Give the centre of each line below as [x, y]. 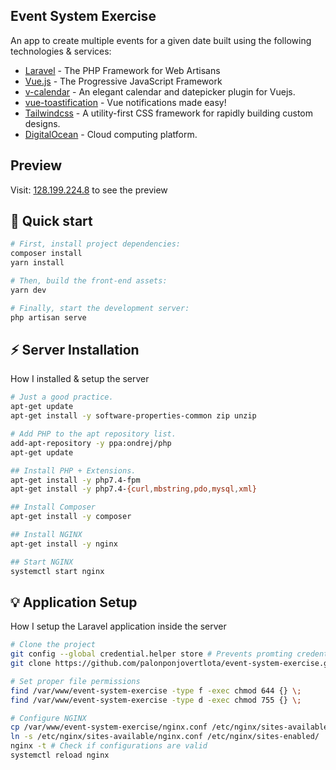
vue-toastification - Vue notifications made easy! [125, 102]
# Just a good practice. [62, 397]
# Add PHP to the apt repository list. [93, 434]
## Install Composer [53, 507]
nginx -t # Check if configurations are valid [109, 746]
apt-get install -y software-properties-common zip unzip [133, 416]
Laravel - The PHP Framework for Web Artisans [122, 70]
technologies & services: [61, 51]
